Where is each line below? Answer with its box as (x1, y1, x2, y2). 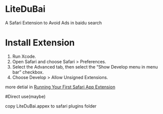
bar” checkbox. (12, 69, 44, 75)
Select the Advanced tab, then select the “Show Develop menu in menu (12, 64, 158, 70)
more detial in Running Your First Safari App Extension (5, 84, 116, 90)
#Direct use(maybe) (5, 93, 46, 99)
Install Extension (5, 37, 75, 48)
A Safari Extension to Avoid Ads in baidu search (5, 20, 102, 26)
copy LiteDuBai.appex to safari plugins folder (5, 103, 97, 109)
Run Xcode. (12, 53, 36, 59)
